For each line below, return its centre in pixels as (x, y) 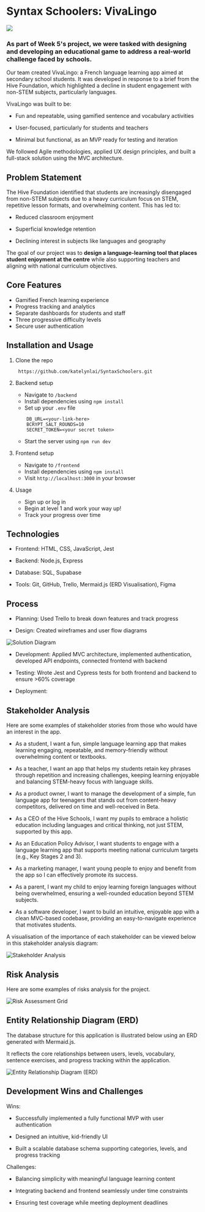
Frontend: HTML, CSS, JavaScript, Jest (65, 549)
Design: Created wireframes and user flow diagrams (81, 631)
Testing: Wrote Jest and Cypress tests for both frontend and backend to (106, 673)
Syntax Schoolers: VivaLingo (82, 11)
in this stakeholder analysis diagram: (52, 943)
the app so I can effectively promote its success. (76, 875)
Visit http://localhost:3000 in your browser (80, 478)
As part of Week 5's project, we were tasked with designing (97, 44)
